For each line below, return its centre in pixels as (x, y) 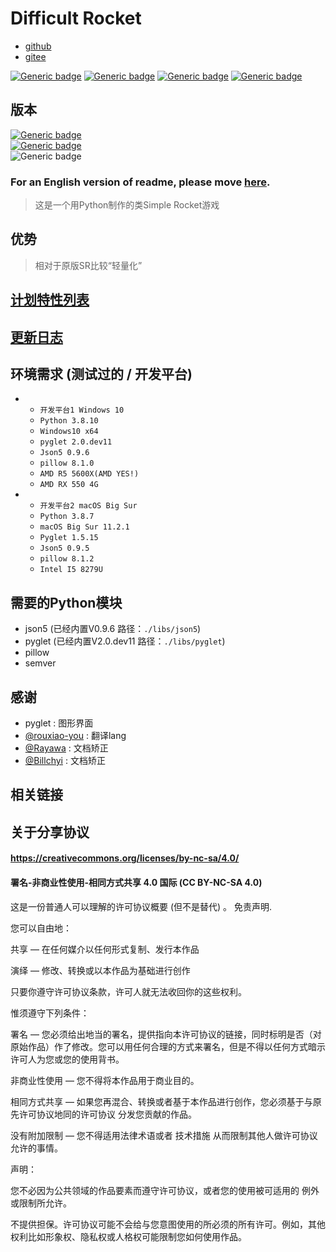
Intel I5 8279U (71, 570)
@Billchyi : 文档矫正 (65, 761)
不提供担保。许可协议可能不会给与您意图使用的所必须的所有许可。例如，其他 (168, 1224)
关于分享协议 (50, 832)
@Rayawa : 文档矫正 (66, 748)
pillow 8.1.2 (67, 559)
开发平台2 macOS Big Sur (88, 506)
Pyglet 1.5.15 (69, 538)
